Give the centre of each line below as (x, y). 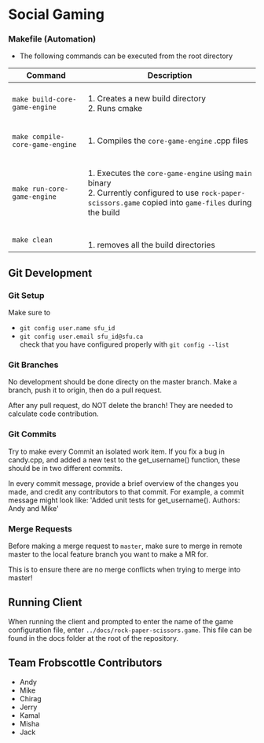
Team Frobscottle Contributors (85, 663)
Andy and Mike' (33, 508)
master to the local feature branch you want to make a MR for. (108, 554)
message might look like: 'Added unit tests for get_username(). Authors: (124, 500)
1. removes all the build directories (152, 245)
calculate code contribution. (54, 414)
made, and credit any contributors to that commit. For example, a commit (126, 491)
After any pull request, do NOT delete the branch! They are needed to (121, 406)
